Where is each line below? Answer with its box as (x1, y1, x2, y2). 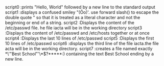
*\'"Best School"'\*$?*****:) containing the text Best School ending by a (5, 51, 154, 57)
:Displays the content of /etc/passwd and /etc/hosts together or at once (5, 30, 150, 36)
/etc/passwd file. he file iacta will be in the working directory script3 (5, 25, 142, 31)
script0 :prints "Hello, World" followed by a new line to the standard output (5, 4, 156, 10)
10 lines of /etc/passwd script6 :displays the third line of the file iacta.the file (5, 41, 159, 46)
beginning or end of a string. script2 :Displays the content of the (5, 20, 135, 25)
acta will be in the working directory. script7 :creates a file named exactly (5, 46, 153, 51)
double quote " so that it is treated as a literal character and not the (5, 15, 141, 20)
